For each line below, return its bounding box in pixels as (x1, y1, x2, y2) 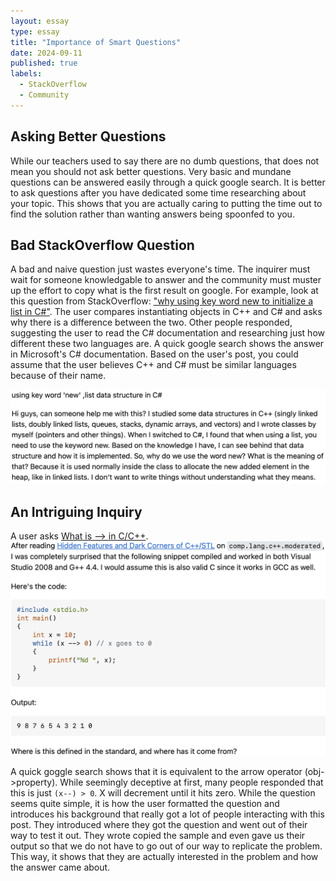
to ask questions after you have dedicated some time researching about (10, 186, 307, 199)
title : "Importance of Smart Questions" (10, 37, 182, 47)
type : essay (10, 26, 60, 37)
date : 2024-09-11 (10, 48, 83, 58)
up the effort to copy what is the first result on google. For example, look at (10, 285, 319, 297)
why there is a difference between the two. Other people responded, (10, 316, 293, 329)
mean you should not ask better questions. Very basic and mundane (10, 165, 292, 177)
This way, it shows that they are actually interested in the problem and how (10, 851, 319, 863)
